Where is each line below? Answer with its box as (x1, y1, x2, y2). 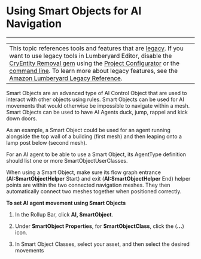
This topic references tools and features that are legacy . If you (9, 44, 184, 52)
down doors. (6, 115, 38, 122)
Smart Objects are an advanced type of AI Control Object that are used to (6, 89, 187, 96)
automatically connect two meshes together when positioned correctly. (6, 187, 182, 195)
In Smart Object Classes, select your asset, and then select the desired (14, 240, 190, 248)
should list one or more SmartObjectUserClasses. (6, 157, 128, 164)
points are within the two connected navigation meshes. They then (6, 181, 170, 188)
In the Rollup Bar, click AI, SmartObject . (14, 211, 114, 218)
